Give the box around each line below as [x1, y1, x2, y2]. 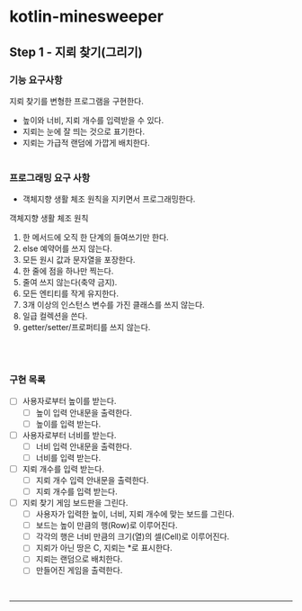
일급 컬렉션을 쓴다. [22, 310, 88, 321]
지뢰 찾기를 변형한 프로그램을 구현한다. [9, 95, 144, 106]
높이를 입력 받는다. [35, 418, 102, 429]
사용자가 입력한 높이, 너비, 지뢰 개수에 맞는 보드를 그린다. [35, 508, 235, 519]
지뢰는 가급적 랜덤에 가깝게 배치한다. [22, 137, 150, 148]
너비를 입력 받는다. [35, 452, 102, 463]
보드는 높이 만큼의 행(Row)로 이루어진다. [35, 520, 178, 531]
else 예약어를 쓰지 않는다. [22, 243, 112, 254]
